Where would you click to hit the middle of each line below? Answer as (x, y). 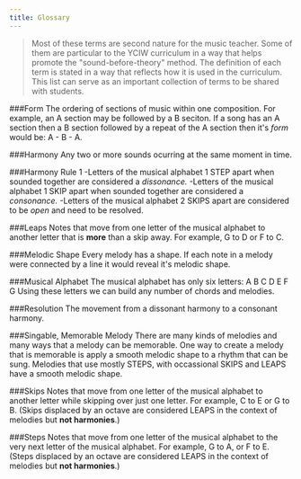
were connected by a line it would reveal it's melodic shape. (120, 264)
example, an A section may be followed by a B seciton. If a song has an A (145, 118)
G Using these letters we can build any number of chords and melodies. (142, 291)
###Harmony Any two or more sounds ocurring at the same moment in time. (150, 155)
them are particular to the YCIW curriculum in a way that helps (146, 53)
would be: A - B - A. (46, 137)
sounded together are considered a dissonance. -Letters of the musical (142, 182)
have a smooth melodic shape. (66, 373)
